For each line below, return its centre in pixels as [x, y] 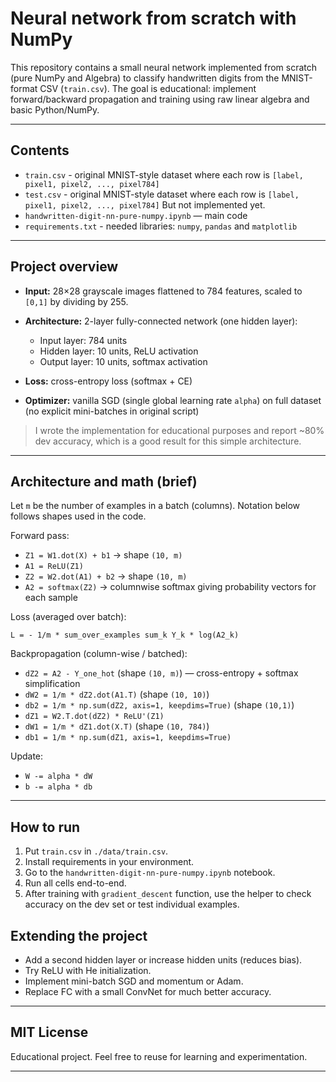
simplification [52, 684]
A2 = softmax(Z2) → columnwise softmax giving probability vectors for [170, 587]
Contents [40, 150]
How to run [45, 827]
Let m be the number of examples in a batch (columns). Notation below [155, 506]
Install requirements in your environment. [109, 862]
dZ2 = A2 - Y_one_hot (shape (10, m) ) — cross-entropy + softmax [161, 673]
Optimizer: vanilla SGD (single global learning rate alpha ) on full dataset [173, 400]
